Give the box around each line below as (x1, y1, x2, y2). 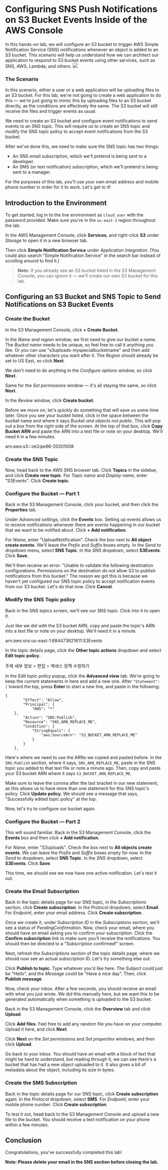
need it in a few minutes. (5, 433, 56, 439)
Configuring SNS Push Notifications (5, 3, 157, 15)
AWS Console (5, 25, 63, 36)
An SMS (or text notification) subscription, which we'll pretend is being (12, 164, 158, 170)
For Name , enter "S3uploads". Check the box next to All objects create (5, 844, 152, 850)
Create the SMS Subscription (5, 1080, 77, 1087)
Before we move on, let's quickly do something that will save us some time (5, 407, 159, 413)
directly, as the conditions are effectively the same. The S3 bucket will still (5, 103, 158, 109)
